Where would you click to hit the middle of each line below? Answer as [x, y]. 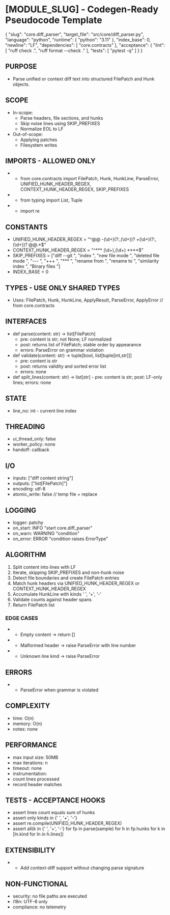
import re [30, 211]
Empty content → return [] [48, 634]
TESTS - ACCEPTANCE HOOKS [55, 800]
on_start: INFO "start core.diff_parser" [52, 528]
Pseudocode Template [54, 20]
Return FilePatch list [34, 605]
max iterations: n [30, 763]
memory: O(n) [27, 724]
